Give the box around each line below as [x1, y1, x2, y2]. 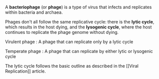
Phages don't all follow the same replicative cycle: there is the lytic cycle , [5, 19, 155, 25]
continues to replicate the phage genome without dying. [5, 29, 119, 35]
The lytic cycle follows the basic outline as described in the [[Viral [5, 63, 139, 69]
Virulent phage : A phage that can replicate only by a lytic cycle [5, 39, 133, 45]
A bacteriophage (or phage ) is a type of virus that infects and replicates [5, 4, 152, 10]
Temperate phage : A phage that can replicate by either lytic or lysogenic [5, 49, 154, 54]
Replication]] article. [5, 68, 46, 74]
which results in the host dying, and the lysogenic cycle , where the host [5, 24, 152, 30]
